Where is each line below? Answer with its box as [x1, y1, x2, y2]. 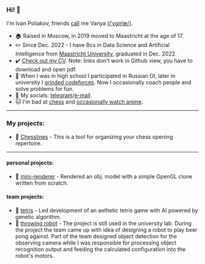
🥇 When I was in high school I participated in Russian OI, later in [15, 73, 176, 80]
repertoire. [15, 140, 42, 147]
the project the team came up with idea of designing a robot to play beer [15, 226, 198, 234]
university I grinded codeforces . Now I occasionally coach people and [15, 79, 192, 86]
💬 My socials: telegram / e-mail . [15, 91, 92, 99]
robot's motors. [15, 252, 54, 259]
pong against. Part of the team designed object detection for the [15, 233, 177, 240]
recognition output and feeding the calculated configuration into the [15, 246, 186, 252]
